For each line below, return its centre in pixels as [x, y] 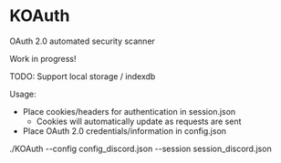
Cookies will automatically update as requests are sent [139, 121]
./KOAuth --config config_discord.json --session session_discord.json [140, 148]
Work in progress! [43, 58]
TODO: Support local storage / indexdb [83, 76]
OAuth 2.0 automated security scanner [82, 41]
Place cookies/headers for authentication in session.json [129, 111]
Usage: [23, 94]
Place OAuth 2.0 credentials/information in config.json [124, 131]
